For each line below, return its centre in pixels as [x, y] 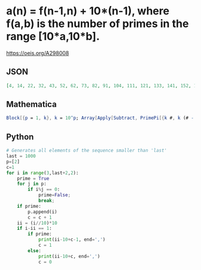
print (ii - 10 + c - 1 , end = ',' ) [72, 240]
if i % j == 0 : [44, 190]
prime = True [33, 178]
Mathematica [31, 104]
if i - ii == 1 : [34, 229]
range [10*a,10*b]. [53, 37]
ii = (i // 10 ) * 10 [37, 223]
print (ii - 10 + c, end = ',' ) [69, 256]
